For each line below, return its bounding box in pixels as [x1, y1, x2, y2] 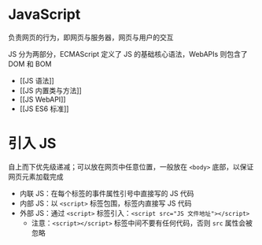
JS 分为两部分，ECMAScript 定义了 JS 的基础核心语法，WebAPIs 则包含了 [8, 49, 248, 58]
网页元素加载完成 [8, 172, 64, 181]
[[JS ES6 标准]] [19, 104, 69, 113]
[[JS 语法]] [19, 76, 55, 85]
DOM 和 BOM [8, 59, 52, 69]
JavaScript [8, 6, 81, 24]
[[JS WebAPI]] [19, 95, 66, 104]
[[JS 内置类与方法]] [19, 85, 83, 95]
